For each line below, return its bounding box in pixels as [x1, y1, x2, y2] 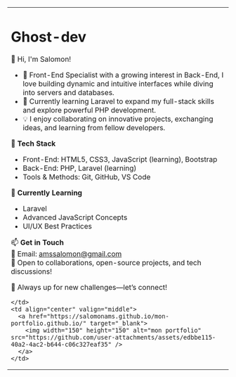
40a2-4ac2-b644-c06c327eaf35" [11, 340, 112, 349]
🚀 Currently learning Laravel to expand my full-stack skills [22, 96, 214, 106]
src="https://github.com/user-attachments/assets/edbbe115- [11, 333, 216, 342]
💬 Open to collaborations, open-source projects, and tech [11, 258, 202, 268]
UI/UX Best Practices [22, 222, 93, 231]
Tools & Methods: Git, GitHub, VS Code [22, 172, 151, 182]
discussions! [11, 267, 53, 276]
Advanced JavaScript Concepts [22, 212, 128, 222]
